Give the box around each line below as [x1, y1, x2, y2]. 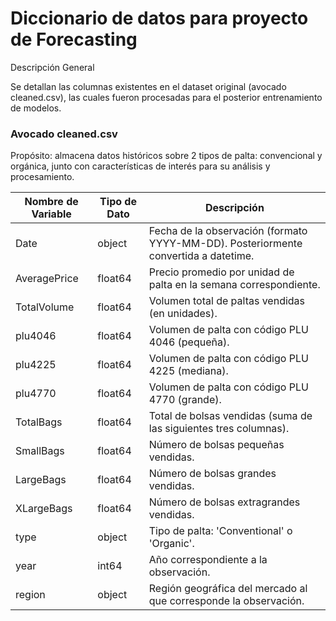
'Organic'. [148, 537, 195, 551]
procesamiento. [10, 171, 75, 183]
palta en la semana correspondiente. [148, 278, 321, 292]
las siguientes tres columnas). [148, 422, 290, 436]
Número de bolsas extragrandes [148, 495, 301, 509]
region [15, 588, 46, 602]
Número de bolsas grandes [148, 467, 277, 481]
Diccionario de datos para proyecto [10, 7, 309, 30]
